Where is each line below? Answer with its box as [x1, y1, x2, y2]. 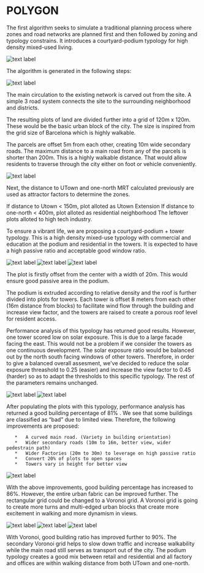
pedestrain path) [6, 445, 51, 451]
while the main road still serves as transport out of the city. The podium [6, 546, 186, 553]
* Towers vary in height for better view [14, 461, 127, 467]
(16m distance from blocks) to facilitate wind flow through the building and [6, 302, 194, 309]
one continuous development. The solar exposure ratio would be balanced [6, 346, 194, 354]
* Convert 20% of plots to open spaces [14, 455, 122, 461]
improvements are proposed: [6, 422, 80, 430]
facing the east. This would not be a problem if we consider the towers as [6, 340, 192, 347]
